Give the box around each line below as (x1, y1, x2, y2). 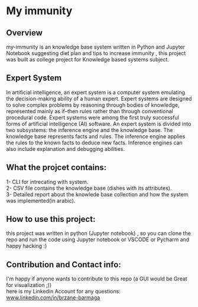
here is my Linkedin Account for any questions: (6, 288, 121, 295)
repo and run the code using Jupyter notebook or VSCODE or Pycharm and (6, 236, 190, 243)
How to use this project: (6, 214, 96, 224)
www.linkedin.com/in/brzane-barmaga (6, 294, 100, 301)
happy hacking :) (6, 243, 47, 250)
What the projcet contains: (6, 163, 107, 173)
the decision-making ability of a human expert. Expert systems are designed (6, 95, 192, 102)
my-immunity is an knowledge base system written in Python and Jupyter (6, 43, 185, 50)
